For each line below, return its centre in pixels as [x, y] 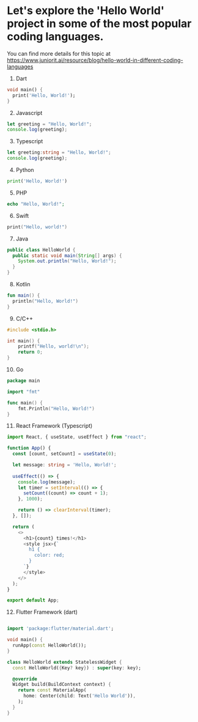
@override [25, 679]
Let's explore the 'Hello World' [86, 11]
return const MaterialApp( [52, 690]
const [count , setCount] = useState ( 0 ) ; [64, 454]
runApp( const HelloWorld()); [50, 646]
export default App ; [33, 600]
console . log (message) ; [47, 482]
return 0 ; [31, 352]
